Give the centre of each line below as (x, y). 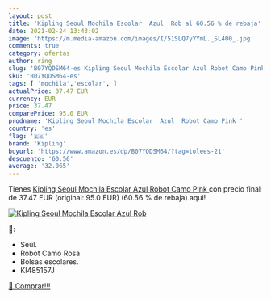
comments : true (34, 46)
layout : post (30, 16)
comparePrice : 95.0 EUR (48, 114)
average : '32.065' (39, 166)
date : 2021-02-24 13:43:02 (54, 31)
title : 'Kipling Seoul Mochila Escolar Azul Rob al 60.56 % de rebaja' (135, 23)
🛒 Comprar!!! (29, 286)
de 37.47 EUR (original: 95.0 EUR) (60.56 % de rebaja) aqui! (107, 198)
